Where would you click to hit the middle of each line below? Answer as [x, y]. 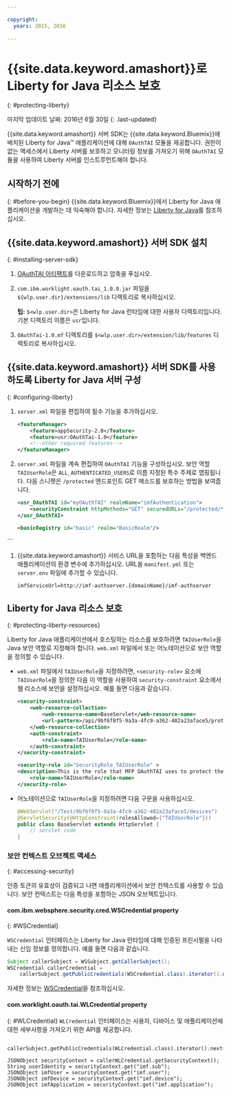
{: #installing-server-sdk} [43, 259]
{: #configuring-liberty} [40, 397]
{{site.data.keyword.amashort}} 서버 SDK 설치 [107, 243]
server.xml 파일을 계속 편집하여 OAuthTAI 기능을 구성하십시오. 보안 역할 [113, 464]
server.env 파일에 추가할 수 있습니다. [67, 573]
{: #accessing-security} [41, 871]
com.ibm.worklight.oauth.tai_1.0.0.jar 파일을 [83, 288]
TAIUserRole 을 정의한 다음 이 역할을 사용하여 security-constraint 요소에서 [119, 680]
